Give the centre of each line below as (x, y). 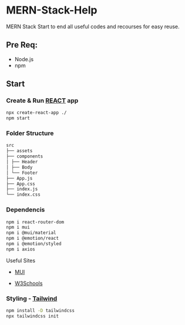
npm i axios (21, 249)
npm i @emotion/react (33, 239)
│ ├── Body (19, 167)
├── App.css (21, 184)
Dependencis (26, 210)
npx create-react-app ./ (36, 113)
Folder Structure (30, 133)
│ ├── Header (22, 162)
